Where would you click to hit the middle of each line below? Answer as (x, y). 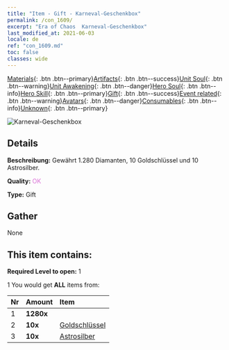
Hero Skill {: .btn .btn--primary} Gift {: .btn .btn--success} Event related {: (121, 93)
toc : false (23, 53)
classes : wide (28, 59)
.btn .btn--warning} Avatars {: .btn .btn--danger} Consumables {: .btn (103, 101)
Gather (23, 216)
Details (23, 143)
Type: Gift (22, 194)
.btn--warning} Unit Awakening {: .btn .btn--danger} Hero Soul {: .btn (103, 86)
